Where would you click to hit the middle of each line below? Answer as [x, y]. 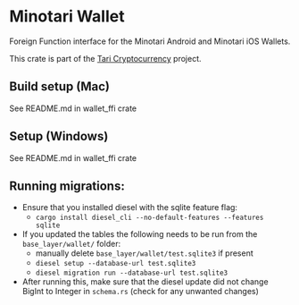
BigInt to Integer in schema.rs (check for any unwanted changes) [140, 292]
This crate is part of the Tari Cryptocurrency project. [106, 58]
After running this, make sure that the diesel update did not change [145, 282]
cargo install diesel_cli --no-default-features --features [149, 218]
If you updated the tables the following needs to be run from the [140, 234]
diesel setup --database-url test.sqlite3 [116, 264]
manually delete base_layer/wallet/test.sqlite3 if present [145, 253]
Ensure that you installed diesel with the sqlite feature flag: [130, 208]
